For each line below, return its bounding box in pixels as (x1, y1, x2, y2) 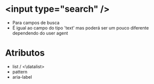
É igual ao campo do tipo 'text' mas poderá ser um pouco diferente (12, 25, 149, 30)
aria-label (12, 74, 32, 80)
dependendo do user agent (12, 30, 68, 36)
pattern (12, 69, 28, 75)
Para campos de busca (12, 20, 60, 26)
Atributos (5, 48, 45, 58)
